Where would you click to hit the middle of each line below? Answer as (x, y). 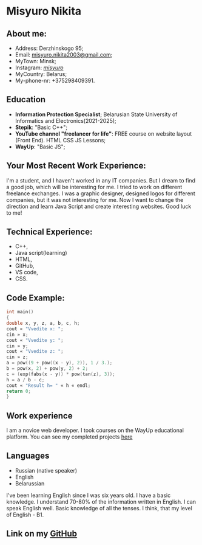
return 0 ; (19, 391)
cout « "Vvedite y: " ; (35, 340)
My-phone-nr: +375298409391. (55, 81)
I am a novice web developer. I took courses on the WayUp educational (95, 431)
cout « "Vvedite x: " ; (35, 329)
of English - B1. (25, 515)
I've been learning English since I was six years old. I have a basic (89, 495)
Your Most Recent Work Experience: (76, 166)
